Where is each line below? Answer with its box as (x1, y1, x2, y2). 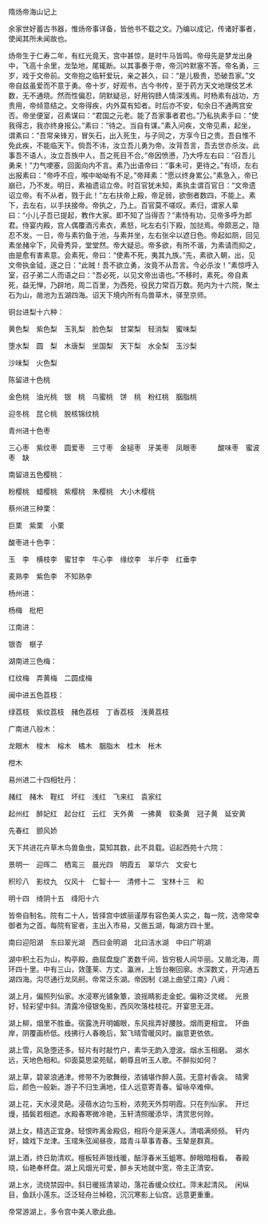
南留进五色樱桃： (8, 470, 65, 479)
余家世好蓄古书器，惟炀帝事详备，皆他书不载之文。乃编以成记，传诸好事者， (8, 24, 260, 34)
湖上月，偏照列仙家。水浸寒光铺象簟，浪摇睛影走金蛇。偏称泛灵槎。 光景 (8, 992, 250, 1001)
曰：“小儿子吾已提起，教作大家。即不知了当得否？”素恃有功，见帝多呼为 (8, 211, 246, 219)
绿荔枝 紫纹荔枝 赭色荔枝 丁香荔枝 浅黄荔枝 (8, 707, 169, 717)
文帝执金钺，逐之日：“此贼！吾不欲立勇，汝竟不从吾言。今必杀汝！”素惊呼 (8, 260, 253, 270)
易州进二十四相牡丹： (8, 775, 78, 784)
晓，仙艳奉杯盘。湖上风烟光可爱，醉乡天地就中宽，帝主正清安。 (8, 1163, 218, 1172)
